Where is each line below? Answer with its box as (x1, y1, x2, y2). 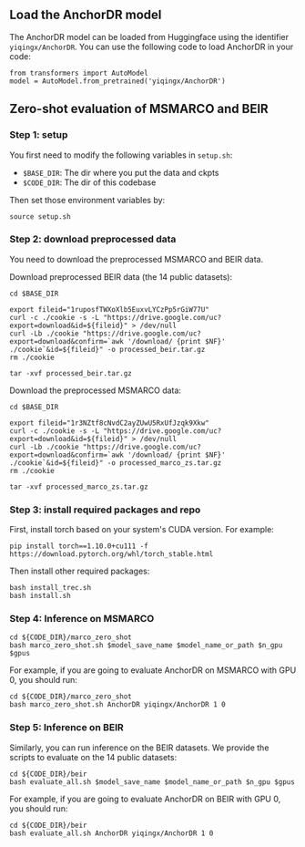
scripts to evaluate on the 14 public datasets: (9, 751, 178, 762)
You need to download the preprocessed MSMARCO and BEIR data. (9, 253, 264, 264)
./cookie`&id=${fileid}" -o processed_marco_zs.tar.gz (9, 458, 222, 468)
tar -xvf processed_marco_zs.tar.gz (9, 482, 148, 491)
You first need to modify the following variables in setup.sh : (9, 150, 233, 160)
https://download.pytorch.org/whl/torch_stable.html (9, 550, 214, 559)
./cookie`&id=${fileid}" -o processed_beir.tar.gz (9, 345, 206, 354)
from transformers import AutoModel (9, 68, 148, 77)
